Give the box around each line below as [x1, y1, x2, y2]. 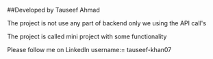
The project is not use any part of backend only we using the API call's [7, 19, 207, 27]
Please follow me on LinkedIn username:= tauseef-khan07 [7, 46, 172, 54]
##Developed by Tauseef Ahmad [7, 6, 101, 14]
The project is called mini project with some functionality [7, 32, 167, 40]
